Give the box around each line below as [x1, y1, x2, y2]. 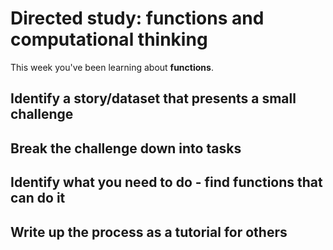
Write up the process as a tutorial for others [10, 223, 288, 241]
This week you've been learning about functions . [10, 61, 214, 73]
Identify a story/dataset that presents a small [10, 90, 297, 107]
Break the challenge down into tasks [10, 140, 242, 157]
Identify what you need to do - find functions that [10, 174, 323, 191]
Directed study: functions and [10, 7, 265, 30]
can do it [10, 190, 66, 207]
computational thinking [10, 28, 208, 51]
